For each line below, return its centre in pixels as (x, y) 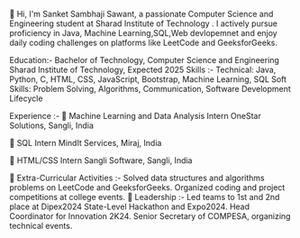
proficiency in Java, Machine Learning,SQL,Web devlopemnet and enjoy (143, 33)
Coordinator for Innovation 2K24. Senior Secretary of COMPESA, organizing (150, 216)
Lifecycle (26, 98)
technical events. (41, 226)
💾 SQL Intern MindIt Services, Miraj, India (86, 143)
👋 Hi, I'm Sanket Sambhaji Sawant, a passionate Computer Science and (141, 14)
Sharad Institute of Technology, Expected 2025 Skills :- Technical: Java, (143, 69)
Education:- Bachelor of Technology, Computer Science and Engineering (144, 60)
